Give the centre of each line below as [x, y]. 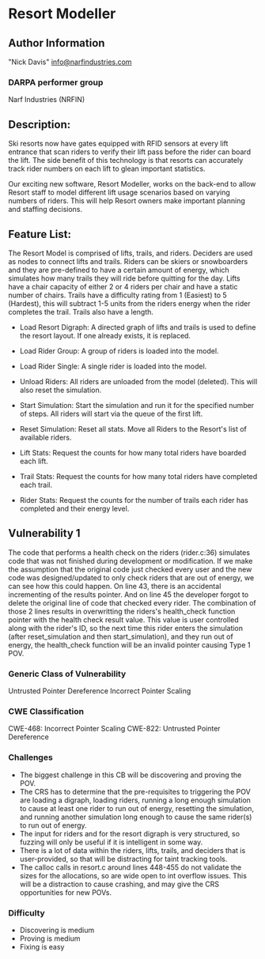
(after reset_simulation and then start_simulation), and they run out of [121, 636]
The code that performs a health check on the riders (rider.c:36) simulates [129, 552]
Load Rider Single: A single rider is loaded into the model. [113, 366]
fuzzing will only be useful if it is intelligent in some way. [111, 842]
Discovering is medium [57, 930]
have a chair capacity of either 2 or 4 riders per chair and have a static [123, 286]
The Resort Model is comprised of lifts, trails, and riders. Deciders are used [131, 253]
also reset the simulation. [61, 390]
